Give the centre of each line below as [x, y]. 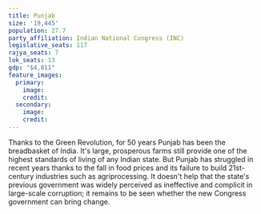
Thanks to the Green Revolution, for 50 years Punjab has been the [117, 142]
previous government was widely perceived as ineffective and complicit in [130, 184]
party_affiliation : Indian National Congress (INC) [96, 38]
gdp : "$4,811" [32, 68]
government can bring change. [59, 201]
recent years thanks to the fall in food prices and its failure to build [118, 168]
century [21, 176]
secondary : [34, 105]
